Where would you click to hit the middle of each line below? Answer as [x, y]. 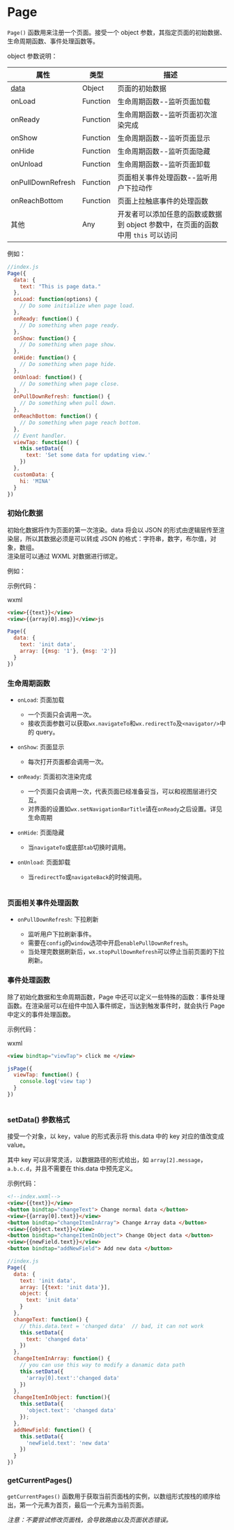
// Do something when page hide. [68, 365]
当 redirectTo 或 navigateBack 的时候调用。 [87, 877]
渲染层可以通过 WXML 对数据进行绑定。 [64, 556]
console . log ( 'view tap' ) [56, 1082]
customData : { [34, 475]
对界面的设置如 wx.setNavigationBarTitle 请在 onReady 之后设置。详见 [125, 809]
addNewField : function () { [53, 1430]
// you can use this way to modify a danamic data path [103, 1365]
